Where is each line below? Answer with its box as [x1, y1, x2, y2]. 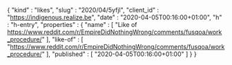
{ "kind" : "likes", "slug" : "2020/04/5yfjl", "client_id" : [7, 6, 159, 14]
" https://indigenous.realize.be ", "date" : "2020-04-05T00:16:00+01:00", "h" [7, 13, 222, 21]
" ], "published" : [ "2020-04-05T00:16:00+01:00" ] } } [41, 50, 197, 58]
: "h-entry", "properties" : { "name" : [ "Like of [7, 21, 137, 28]
